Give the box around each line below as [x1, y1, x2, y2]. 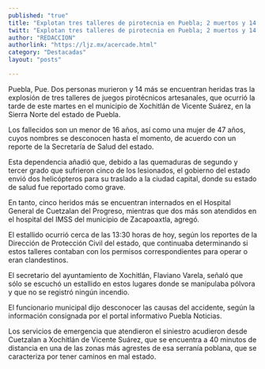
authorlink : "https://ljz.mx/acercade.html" [8, 41, 157, 49]
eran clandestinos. [8, 255, 69, 264]
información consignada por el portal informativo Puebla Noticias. [8, 310, 222, 321]
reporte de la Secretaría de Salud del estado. [8, 142, 154, 151]
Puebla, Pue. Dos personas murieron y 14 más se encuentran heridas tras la [8, 84, 256, 93]
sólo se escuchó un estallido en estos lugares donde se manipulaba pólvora [8, 279, 256, 288]
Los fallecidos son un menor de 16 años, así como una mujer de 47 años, [8, 124, 246, 135]
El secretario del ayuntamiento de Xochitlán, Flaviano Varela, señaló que [8, 270, 244, 280]
